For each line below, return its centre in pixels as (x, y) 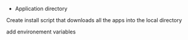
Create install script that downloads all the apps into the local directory (94, 20)
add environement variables (41, 32)
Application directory (41, 9)
